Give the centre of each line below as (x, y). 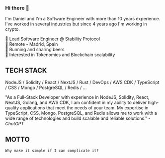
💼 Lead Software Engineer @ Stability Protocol (53, 39)
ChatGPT (15, 124)
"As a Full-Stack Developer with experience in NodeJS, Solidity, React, (77, 97)
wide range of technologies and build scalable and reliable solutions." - (78, 118)
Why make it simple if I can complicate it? (52, 151)
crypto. (12, 29)
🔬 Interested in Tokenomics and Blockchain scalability (60, 55)
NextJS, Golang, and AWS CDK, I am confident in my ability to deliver (76, 103)
